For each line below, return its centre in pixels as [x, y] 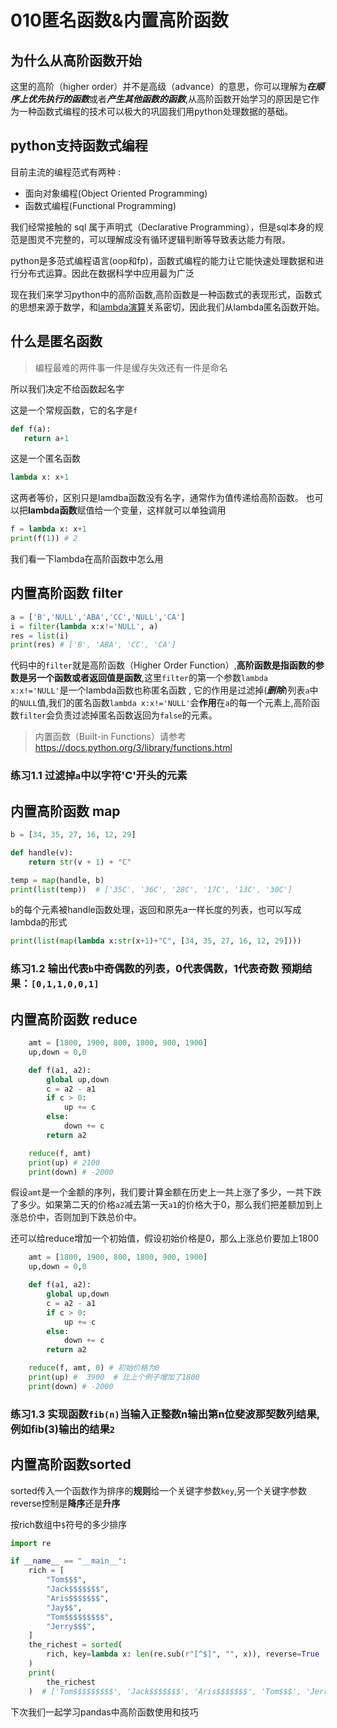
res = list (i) [40, 636]
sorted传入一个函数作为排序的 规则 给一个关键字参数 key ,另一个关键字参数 [158, 1490]
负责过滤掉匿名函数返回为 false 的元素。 [136, 715]
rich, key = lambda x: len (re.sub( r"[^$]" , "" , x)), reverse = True [183, 1654]
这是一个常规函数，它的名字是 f [74, 410]
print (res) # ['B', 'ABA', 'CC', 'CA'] [93, 645]
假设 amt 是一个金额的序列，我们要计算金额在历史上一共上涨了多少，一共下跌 [166, 1192]
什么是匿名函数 [56, 341]
